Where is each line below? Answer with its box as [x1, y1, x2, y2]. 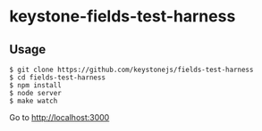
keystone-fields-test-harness [9, 6, 236, 27]
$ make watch [9, 96, 58, 105]
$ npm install [9, 81, 63, 90]
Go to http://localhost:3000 [9, 112, 110, 122]
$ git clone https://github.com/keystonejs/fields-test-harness [9, 65, 254, 74]
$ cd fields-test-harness [9, 73, 106, 82]
